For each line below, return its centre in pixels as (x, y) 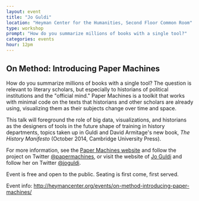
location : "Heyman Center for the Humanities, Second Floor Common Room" (99, 23)
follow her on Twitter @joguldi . (44, 162)
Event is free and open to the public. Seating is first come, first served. (93, 174)
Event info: (19, 186)
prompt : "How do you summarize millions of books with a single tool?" (97, 34)
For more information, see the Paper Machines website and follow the (91, 150)
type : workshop (25, 28)
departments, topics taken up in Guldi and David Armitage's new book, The (98, 132)
